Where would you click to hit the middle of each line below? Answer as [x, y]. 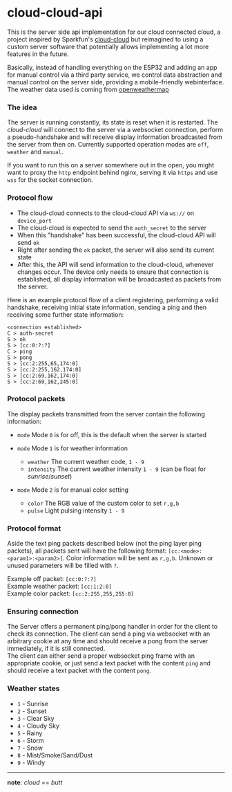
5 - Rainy [30, 733]
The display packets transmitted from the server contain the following [106, 414]
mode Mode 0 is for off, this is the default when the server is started [112, 434]
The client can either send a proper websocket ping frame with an [101, 656]
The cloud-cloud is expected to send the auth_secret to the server [112, 228]
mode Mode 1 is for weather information [72, 448]
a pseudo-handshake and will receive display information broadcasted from [115, 137]
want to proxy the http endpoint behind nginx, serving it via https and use [113, 173]
